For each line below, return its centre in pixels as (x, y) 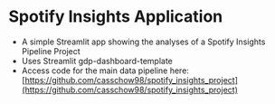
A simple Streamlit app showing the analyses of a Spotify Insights (143, 42)
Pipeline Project (51, 51)
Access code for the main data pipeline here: (105, 71)
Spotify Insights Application (116, 17)
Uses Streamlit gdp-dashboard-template (97, 61)
